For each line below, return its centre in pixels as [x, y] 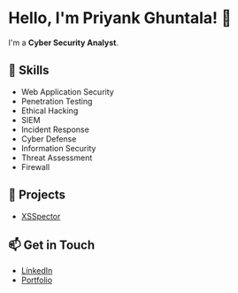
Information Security [58, 148]
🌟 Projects [37, 195]
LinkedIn [37, 271]
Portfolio [37, 280]
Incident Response [55, 129]
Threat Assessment [57, 158]
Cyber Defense [49, 139]
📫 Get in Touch [52, 245]
